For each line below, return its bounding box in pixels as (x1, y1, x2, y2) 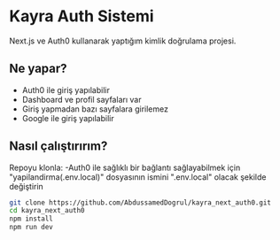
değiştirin (9, 181, 44, 191)
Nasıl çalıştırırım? (9, 139, 108, 154)
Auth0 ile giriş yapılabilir (21, 84, 111, 95)
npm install (9, 214, 53, 223)
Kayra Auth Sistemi (9, 6, 154, 27)
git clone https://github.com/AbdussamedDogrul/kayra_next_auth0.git (9, 197, 272, 207)
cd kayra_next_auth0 (9, 206, 86, 215)
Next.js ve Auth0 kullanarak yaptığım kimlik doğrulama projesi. (9, 35, 237, 46)
